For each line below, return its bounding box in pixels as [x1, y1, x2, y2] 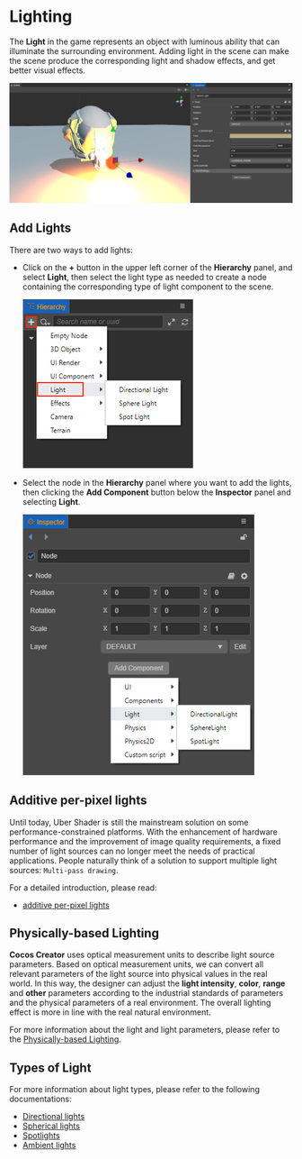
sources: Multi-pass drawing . [9, 864, 119, 875]
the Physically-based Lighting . [9, 1034, 121, 1045]
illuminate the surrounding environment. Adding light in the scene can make [9, 45, 289, 56]
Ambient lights [22, 1140, 76, 1151]
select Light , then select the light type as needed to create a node [22, 271, 267, 282]
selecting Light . [22, 496, 81, 506]
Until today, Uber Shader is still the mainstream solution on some [9, 817, 249, 827]
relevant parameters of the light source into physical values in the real [9, 969, 268, 980]
